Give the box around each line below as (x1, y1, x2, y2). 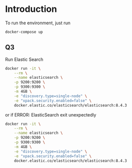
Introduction (5, 3, 57, 15)
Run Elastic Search (5, 56, 44, 62)
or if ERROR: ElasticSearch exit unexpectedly (5, 112, 96, 117)
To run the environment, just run (5, 20, 71, 26)
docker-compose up (5, 29, 43, 34)
